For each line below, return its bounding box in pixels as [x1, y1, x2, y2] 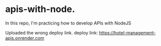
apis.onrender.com [5, 35, 44, 41]
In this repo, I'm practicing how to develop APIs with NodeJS [5, 20, 131, 26]
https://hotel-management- [99, 29, 156, 35]
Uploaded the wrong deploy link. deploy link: [5, 29, 98, 35]
